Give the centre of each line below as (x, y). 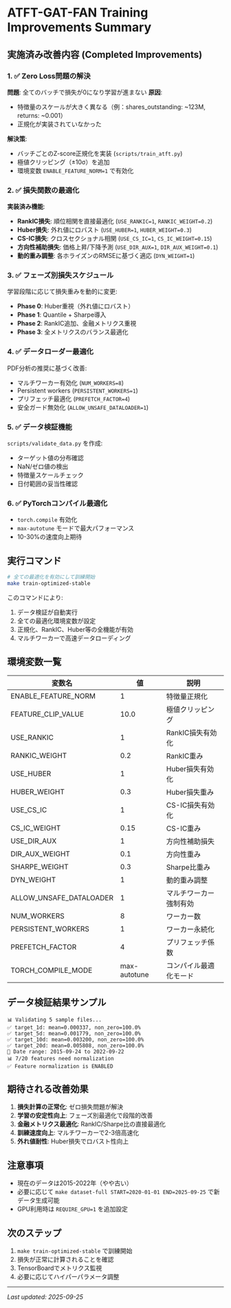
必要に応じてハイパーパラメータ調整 (68, 1276)
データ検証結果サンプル (57, 1003)
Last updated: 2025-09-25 (45, 1297)
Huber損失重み (190, 792)
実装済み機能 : (26, 207)
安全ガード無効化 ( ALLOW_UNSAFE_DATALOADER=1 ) (83, 407)
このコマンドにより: (35, 597)
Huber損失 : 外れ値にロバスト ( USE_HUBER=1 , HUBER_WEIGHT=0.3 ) (104, 230)
